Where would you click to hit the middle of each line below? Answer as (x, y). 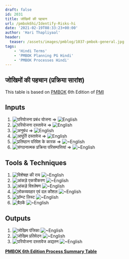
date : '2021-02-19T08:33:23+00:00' (42, 28)
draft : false (18, 10)
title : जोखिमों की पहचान (26, 19)
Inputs (15, 107)
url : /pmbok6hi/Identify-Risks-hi (41, 23)
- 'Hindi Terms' (31, 51)
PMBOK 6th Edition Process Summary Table (51, 251)
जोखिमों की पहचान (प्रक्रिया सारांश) (45, 80)
